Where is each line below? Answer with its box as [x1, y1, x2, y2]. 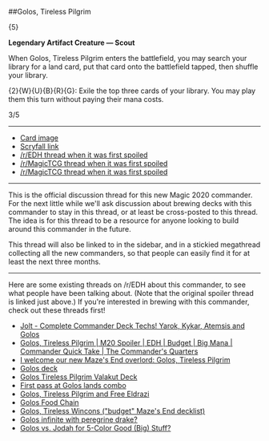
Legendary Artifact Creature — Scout [8, 38, 135, 47]
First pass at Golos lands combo [19, 381, 126, 390]
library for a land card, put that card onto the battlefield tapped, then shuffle [8, 62, 259, 71]
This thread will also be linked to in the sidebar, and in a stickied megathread [8, 240, 261, 249]
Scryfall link [19, 142, 59, 151]
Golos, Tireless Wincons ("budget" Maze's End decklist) [19, 407, 206, 415]
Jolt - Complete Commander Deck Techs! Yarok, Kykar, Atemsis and [19, 321, 246, 330]
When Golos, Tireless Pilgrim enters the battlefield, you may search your [8, 54, 247, 63]
